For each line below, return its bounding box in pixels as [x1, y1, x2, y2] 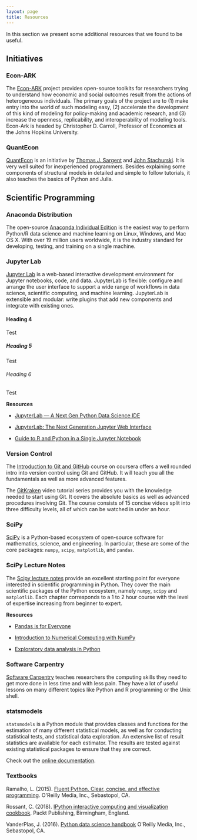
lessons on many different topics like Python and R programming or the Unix [6, 686, 191, 694]
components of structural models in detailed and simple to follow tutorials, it [6, 169, 190, 177]
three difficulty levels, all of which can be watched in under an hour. [6, 506, 171, 513]
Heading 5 [6, 342, 32, 349]
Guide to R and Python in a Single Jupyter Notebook [14, 434, 141, 442]
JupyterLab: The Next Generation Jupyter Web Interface [14, 423, 152, 430]
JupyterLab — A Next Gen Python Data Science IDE [14, 411, 141, 419]
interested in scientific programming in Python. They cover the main [6, 581, 171, 588]
